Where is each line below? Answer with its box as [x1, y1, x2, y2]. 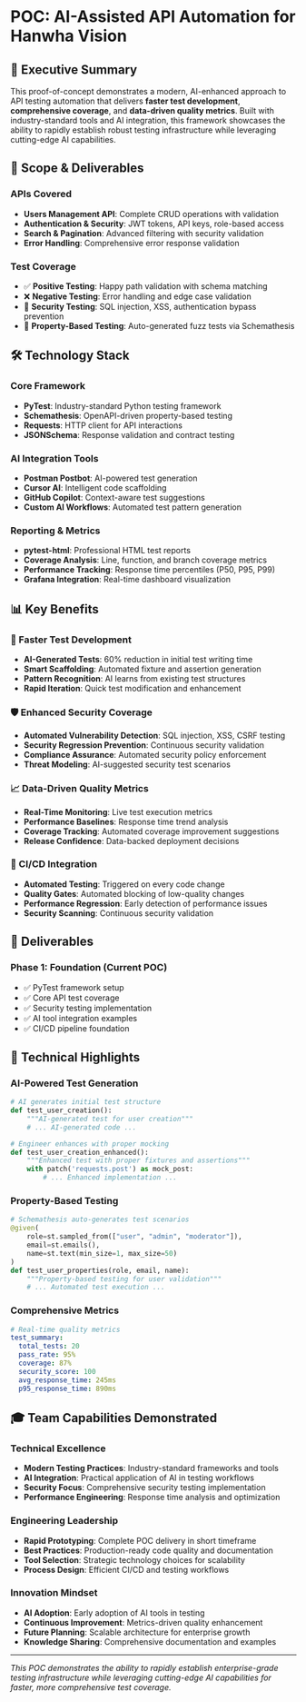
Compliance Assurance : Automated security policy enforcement [23, 750, 267, 761]
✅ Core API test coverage [23, 992, 120, 1003]
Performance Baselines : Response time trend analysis [23, 816, 229, 827]
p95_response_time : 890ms [18, 1384, 117, 1393]
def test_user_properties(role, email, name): [10, 1266, 190, 1275]
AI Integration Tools [10, 452, 99, 464]
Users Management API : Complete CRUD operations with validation [23, 208, 280, 219]
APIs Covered [10, 188, 72, 201]
